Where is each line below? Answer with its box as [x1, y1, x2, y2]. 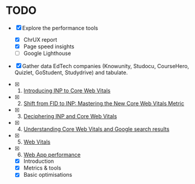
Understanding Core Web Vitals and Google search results [23, 125, 170, 133]
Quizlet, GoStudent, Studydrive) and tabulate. [14, 69, 128, 76]
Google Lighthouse [23, 49, 71, 57]
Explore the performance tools [22, 24, 98, 31]
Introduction [23, 157, 55, 165]
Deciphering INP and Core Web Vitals [23, 113, 117, 120]
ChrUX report [23, 36, 58, 43]
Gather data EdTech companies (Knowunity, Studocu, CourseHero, [22, 63, 190, 70]
